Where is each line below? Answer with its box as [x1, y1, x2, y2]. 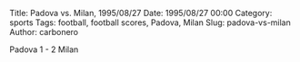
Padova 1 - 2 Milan [9, 44, 79, 55]
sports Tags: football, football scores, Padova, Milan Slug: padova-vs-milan [9, 17, 291, 28]
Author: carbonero [9, 27, 79, 37]
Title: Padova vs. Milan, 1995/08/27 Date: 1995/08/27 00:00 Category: [9, 8, 273, 18]
